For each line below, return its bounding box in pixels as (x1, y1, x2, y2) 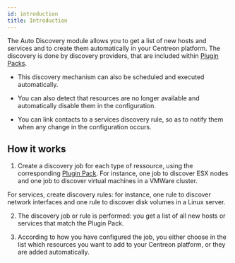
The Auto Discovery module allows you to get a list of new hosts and (7, 36, 207, 45)
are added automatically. (17, 248, 90, 257)
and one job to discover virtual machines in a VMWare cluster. (17, 177, 198, 185)
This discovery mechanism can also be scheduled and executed (17, 72, 205, 81)
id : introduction (7, 10, 59, 18)
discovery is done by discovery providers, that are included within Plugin (7, 51, 219, 60)
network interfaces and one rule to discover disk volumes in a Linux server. (7, 198, 226, 206)
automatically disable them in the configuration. (17, 101, 157, 110)
